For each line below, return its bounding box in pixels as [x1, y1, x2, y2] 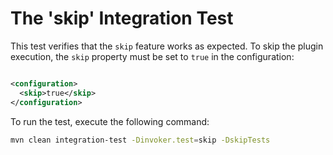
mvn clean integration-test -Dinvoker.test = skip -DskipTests [10, 135, 271, 145]
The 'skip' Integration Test [10, 7, 234, 30]
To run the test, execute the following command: [10, 115, 210, 127]
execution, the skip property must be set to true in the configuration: [10, 50, 295, 62]
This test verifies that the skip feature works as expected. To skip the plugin [10, 40, 324, 52]
